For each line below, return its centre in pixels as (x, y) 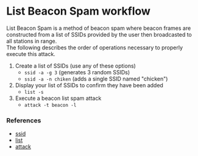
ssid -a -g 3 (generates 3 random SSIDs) (77, 72)
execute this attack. (31, 54)
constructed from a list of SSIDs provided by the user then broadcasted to (99, 34)
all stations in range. (32, 41)
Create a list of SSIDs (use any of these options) (75, 66)
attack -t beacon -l (50, 105)
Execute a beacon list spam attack (58, 98)
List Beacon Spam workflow (79, 11)
